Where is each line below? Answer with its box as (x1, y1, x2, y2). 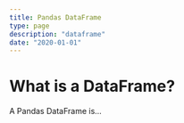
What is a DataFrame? (9, 77, 176, 96)
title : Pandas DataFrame (9, 12, 102, 22)
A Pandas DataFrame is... (9, 106, 103, 117)
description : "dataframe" (9, 29, 105, 38)
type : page (9, 21, 50, 30)
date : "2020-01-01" (9, 37, 82, 47)
